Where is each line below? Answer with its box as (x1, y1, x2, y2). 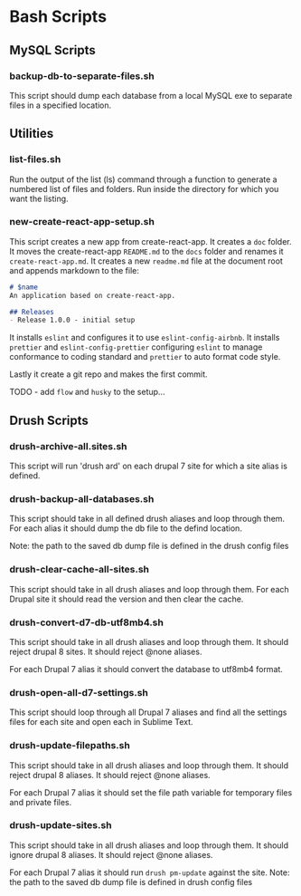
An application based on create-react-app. (9, 291, 176, 300)
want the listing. (9, 193, 70, 204)
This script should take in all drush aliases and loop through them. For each (9, 583, 289, 594)
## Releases (9, 307, 54, 316)
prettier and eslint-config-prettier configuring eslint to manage (9, 342, 263, 352)
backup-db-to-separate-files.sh (9, 70, 155, 82)
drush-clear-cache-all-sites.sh (9, 564, 149, 576)
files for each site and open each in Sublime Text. (9, 717, 193, 727)
